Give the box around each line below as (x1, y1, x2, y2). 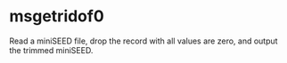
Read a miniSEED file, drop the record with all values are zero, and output (9, 35, 278, 46)
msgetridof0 (9, 6, 104, 27)
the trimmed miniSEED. (9, 44, 94, 55)
